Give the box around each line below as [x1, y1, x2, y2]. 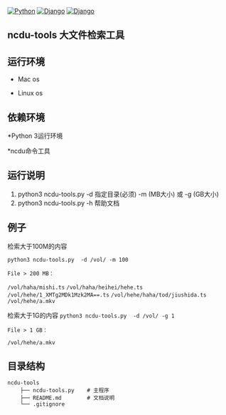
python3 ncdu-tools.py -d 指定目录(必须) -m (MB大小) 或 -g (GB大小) [17, 190, 219, 198]
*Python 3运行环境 [7, 132, 63, 140]
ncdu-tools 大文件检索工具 [7, 29, 125, 41]
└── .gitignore [20, 401, 65, 408]
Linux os [17, 89, 43, 98]
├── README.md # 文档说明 [20, 394, 115, 402]
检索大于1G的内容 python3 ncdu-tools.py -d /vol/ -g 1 [7, 311, 175, 319]
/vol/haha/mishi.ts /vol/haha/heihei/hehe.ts [7, 284, 144, 291]
